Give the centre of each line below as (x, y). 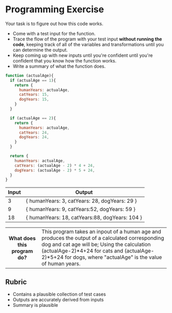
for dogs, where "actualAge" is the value (113, 257)
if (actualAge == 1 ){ (33, 80)
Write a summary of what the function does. (59, 66)
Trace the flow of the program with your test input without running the (87, 39)
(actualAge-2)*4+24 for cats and (83, 251)
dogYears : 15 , (34, 99)
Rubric (16, 282)
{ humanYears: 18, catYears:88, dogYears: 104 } (84, 218)
